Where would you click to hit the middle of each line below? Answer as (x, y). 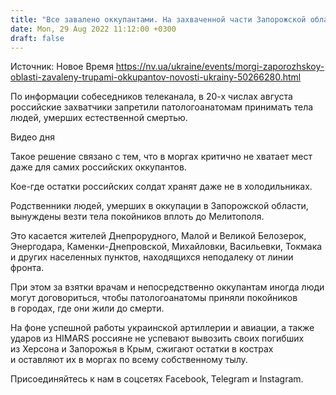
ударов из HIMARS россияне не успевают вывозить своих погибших (157, 338)
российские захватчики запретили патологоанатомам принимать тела (162, 107)
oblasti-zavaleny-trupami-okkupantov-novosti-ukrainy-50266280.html (156, 77)
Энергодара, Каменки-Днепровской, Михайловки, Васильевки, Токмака (166, 247)
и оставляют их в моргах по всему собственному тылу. (129, 360)
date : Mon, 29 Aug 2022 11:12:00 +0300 (93, 29)
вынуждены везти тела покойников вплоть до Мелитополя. (137, 217)
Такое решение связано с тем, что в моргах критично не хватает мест (161, 157)
